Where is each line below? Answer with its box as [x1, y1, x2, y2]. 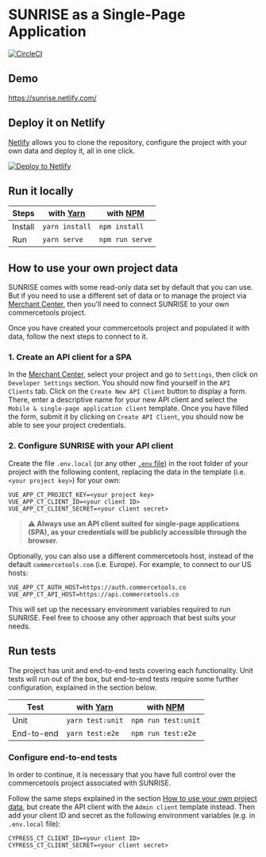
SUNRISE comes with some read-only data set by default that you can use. [8, 283, 253, 292]
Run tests [8, 644, 56, 658]
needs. [8, 621, 31, 631]
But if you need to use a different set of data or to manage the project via [8, 291, 247, 300]
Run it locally [8, 184, 74, 198]
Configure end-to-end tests [8, 751, 118, 762]
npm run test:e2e [130, 729, 197, 738]
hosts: [8, 568, 29, 577]
